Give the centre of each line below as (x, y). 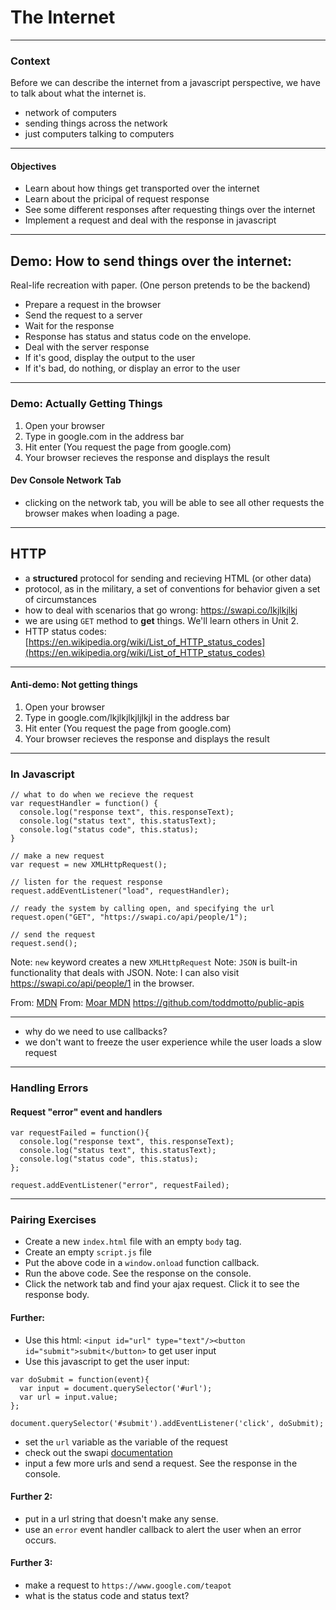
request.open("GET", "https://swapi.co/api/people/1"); (129, 917)
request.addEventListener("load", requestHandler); (120, 891)
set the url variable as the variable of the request (126, 1442)
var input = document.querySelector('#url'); (116, 1388)
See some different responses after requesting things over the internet (170, 210)
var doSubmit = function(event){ (80, 1379)
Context (30, 61)
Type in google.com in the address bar (104, 436)
